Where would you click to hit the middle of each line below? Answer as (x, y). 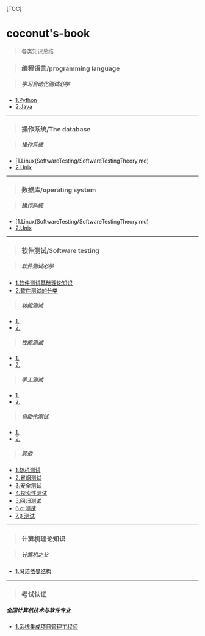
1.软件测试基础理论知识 (44, 283)
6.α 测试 (26, 508)
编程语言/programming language (70, 68)
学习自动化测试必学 (45, 84)
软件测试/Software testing (60, 250)
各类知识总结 (37, 51)
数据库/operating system (59, 190)
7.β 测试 (25, 516)
